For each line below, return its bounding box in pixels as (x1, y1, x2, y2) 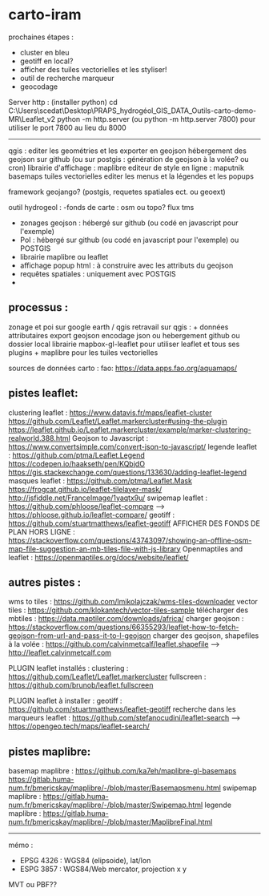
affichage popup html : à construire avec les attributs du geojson (19, 260, 234, 270)
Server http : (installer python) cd (8, 97, 118, 107)
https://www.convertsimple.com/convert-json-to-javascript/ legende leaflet (8, 442, 258, 451)
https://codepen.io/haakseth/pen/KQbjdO (8, 458, 146, 468)
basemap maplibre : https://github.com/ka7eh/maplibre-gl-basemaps (8, 766, 237, 776)
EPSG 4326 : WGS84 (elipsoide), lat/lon (19, 856, 151, 866)
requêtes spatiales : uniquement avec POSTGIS (19, 268, 176, 278)
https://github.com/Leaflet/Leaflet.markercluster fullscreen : (8, 672, 207, 682)
